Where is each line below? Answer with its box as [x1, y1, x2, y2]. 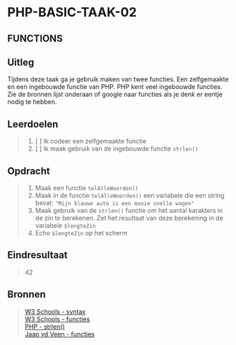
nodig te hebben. [7, 98, 57, 106]
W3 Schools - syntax [24, 307, 86, 315]
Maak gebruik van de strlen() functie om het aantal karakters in [35, 206, 223, 215]
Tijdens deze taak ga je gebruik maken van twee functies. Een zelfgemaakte [7, 75, 229, 83]
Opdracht [7, 165, 51, 177]
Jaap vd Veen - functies [24, 329, 95, 338]
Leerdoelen [7, 118, 59, 130]
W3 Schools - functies [24, 315, 90, 323]
